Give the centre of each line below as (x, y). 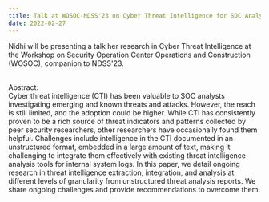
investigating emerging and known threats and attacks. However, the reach (132, 104)
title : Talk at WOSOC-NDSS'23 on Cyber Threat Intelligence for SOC (125, 16)
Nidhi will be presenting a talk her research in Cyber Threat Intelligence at (130, 46)
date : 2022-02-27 (37, 23)
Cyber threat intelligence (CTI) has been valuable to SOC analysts (117, 95)
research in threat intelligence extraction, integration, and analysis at (121, 172)
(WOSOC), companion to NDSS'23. (66, 63)
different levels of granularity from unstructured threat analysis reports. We (132, 180)
